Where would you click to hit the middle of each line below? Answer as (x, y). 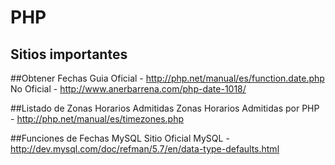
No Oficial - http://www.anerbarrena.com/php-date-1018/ (128, 89)
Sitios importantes (69, 54)
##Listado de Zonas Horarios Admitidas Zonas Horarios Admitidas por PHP (165, 108)
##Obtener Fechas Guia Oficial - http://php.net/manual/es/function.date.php (167, 78)
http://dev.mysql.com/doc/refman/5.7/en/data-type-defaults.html (145, 149)
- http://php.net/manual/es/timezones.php (97, 119)
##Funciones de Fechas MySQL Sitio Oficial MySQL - (120, 138)
